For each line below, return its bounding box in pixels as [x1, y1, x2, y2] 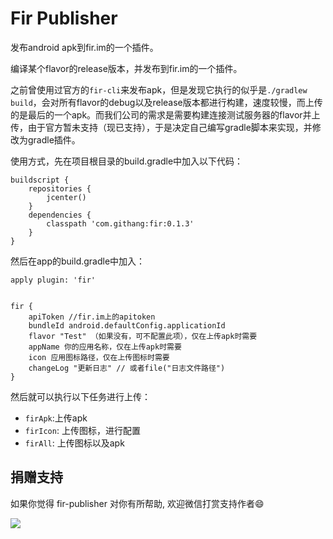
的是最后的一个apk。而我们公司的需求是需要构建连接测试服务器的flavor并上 [10, 108, 321, 121]
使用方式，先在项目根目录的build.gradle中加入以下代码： [10, 155, 244, 167]
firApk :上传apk [24, 412, 88, 424]
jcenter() [46, 192, 87, 202]
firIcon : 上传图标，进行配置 [24, 424, 141, 436]
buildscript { [10, 175, 70, 185]
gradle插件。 [27, 133, 81, 146]
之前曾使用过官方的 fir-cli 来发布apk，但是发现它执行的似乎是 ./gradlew [10, 83, 308, 96]
